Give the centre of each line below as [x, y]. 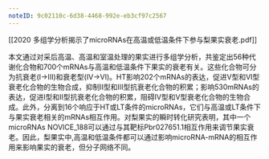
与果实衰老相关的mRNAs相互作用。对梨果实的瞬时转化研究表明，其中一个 [130, 116]
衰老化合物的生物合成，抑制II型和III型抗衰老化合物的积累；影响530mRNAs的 [134, 87]
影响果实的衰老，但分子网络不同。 [78, 147]
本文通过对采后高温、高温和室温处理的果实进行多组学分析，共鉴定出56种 [128, 56]
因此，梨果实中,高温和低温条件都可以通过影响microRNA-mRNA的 [129, 137]
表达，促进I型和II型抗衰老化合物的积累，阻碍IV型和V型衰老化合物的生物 [126, 96]
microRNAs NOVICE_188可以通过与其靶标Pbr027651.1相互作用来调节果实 [128, 127]
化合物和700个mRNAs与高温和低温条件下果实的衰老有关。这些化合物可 [132, 67]
